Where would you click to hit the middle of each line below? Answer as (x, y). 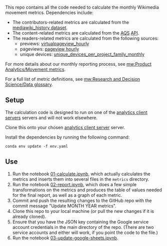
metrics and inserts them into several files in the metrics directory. (81, 179)
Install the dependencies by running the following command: (67, 137)
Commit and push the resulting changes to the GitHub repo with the (82, 200)
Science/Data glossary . (29, 84)
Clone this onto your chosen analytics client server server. (65, 127)
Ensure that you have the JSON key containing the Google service (80, 222)
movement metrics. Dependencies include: (49, 13)
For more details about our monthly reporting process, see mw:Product (78, 64)
